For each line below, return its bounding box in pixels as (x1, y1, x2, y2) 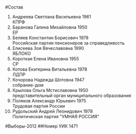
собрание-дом (12, 82, 44, 88)
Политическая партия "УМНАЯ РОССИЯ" (12, 114, 99, 119)
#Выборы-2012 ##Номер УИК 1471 (5, 123, 78, 129)
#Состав (5, 4, 23, 10)
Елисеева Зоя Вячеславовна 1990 (12, 45, 84, 51)
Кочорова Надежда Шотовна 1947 (12, 77, 85, 83)
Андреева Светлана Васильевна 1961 (12, 14, 91, 19)
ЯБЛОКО (12, 50, 31, 56)
